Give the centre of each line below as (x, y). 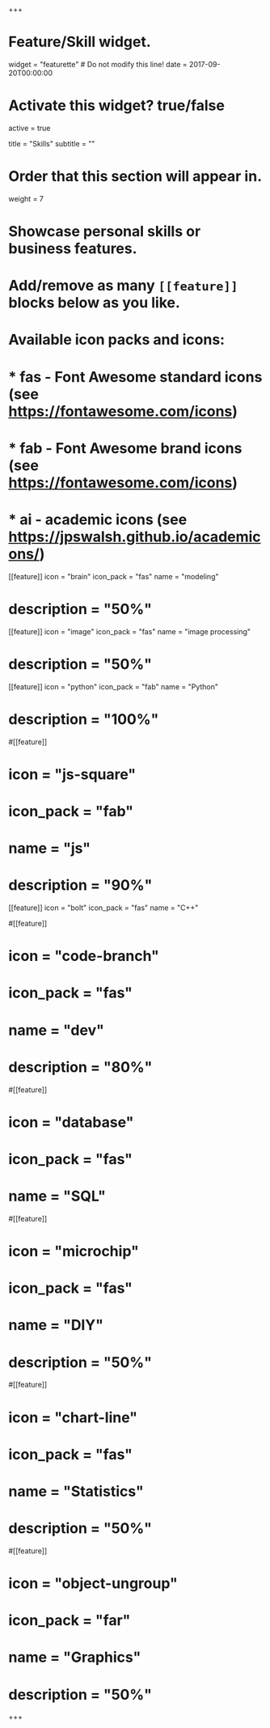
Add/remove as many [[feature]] (123, 286)
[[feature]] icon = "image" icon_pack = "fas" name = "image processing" (130, 631)
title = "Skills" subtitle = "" (52, 143)
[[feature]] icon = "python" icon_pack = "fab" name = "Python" (114, 686)
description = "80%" (80, 1067)
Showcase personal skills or (105, 231)
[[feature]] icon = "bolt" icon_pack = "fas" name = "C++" (103, 908)
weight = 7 (26, 198)
